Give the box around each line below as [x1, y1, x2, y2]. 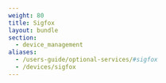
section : [8, 33, 37, 42]
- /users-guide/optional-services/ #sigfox [15, 56, 158, 64]
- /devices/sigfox [15, 63, 77, 71]
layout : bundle [8, 26, 59, 34]
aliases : [8, 48, 37, 56]
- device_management [15, 41, 83, 49]
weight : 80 [8, 11, 44, 20]
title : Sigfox [8, 19, 56, 27]
